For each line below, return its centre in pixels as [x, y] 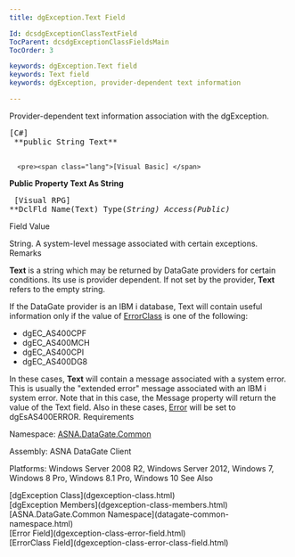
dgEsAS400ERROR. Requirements [72, 416]
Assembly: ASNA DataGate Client [70, 451]
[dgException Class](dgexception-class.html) [92, 495]
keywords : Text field [49, 75]
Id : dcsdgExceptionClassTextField [74, 33]
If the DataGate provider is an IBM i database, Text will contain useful [136, 306]
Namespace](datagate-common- [168, 514]
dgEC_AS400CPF [54, 333]
